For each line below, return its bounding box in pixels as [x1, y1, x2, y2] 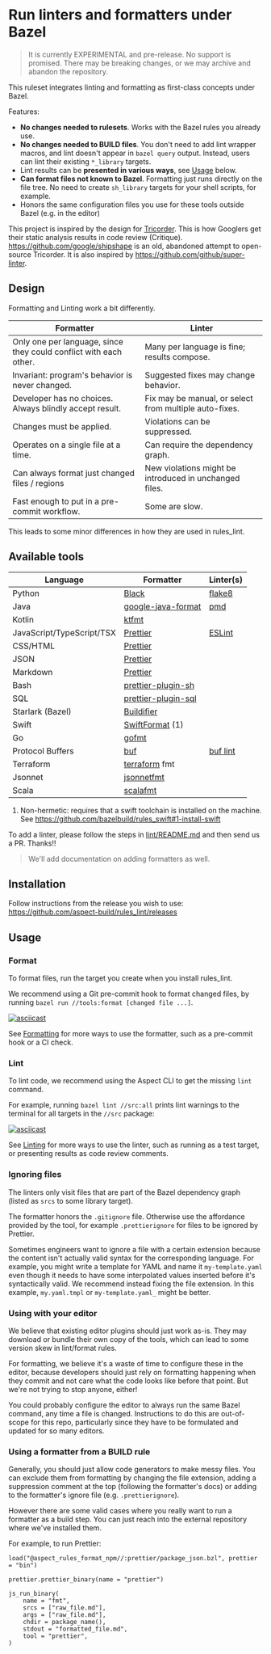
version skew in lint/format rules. [8, 1343, 117, 1352]
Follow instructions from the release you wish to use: [8, 899, 184, 909]
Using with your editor [8, 1307, 98, 1319]
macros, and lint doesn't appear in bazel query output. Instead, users [19, 148, 250, 158]
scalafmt [123, 784, 157, 795]
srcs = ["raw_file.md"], [23, 1604, 106, 1612]
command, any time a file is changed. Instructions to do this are [8, 1408, 219, 1418]
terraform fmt [123, 758, 175, 770]
